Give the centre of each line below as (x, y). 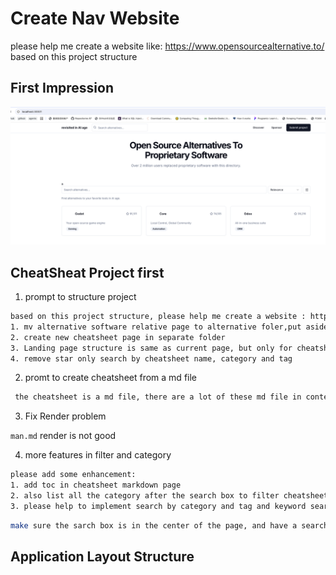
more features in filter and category (98, 455)
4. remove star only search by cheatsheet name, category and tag (151, 358)
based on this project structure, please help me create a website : (158, 317)
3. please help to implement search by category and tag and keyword (158, 506)
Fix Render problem (65, 416)
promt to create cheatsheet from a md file (110, 378)
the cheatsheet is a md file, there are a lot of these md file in (158, 397)
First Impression (62, 88)
